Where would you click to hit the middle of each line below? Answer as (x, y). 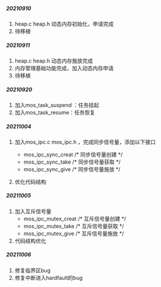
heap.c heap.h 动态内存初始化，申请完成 (64, 24)
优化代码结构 (30, 182)
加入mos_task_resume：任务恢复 (55, 112)
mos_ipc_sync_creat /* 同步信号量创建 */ (73, 154)
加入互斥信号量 (33, 211)
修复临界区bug (33, 270)
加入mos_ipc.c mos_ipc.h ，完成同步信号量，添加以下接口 (85, 142)
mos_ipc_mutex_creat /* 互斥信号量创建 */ (75, 218)
